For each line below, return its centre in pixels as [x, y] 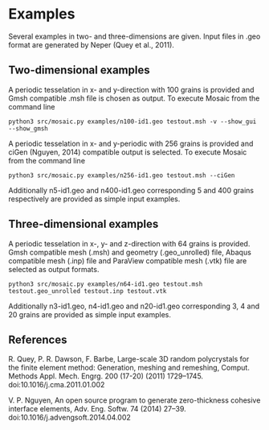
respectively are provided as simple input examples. [94, 199]
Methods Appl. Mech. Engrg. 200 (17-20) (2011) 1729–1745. [106, 376]
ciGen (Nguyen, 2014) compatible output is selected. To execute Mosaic [128, 152]
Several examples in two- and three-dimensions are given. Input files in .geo [134, 36]
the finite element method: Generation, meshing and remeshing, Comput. [129, 368]
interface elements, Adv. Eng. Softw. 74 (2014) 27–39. [97, 409]
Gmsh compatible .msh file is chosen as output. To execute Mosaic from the [134, 98]
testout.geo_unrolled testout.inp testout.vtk [88, 291]
